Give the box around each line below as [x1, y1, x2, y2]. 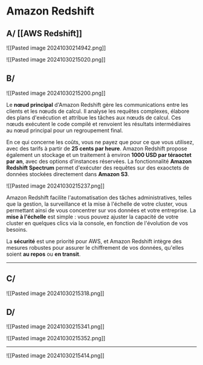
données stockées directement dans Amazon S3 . [6, 170, 130, 177]
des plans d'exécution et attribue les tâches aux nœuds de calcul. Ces [6, 113, 181, 121]
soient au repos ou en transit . [6, 250, 81, 258]
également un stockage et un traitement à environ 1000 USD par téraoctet [6, 151, 192, 158]
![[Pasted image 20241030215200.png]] [6, 89, 106, 97]
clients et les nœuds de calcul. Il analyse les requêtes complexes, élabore [6, 107, 190, 115]
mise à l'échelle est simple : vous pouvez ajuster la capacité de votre [6, 213, 179, 220]
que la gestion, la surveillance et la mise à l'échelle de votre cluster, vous [6, 200, 188, 208]
